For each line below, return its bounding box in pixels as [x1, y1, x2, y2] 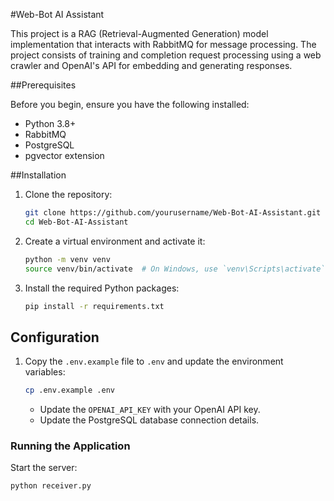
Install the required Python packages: [24, 282, 180, 294]
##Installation [10, 169, 67, 181]
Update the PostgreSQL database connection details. [39, 414, 260, 426]
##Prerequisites [10, 79, 77, 91]
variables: [24, 366, 66, 378]
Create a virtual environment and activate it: [24, 235, 206, 247]
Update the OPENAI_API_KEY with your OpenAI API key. [39, 404, 261, 416]
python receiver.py [10, 481, 92, 491]
